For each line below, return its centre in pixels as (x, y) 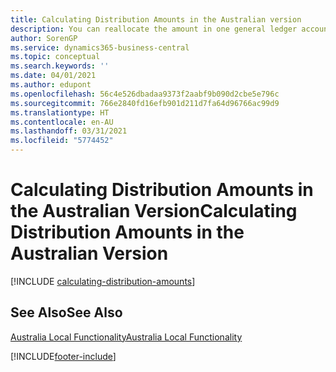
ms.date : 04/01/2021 (53, 76)
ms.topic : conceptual (55, 57)
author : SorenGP (44, 38)
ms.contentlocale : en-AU (62, 122)
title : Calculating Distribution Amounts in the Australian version (156, 19)
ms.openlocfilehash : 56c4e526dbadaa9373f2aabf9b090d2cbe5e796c (145, 94)
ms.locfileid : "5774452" (62, 141)
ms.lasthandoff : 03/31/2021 (69, 131)
